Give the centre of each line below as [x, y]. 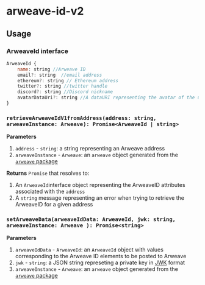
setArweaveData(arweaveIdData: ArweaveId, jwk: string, [91, 220]
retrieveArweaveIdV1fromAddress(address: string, [81, 118]
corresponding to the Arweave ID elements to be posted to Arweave [101, 256]
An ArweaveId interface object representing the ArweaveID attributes [100, 185]
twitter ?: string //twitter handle [63, 86]
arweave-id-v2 [45, 11]
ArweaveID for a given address [54, 205]
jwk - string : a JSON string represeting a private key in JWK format [100, 262]
